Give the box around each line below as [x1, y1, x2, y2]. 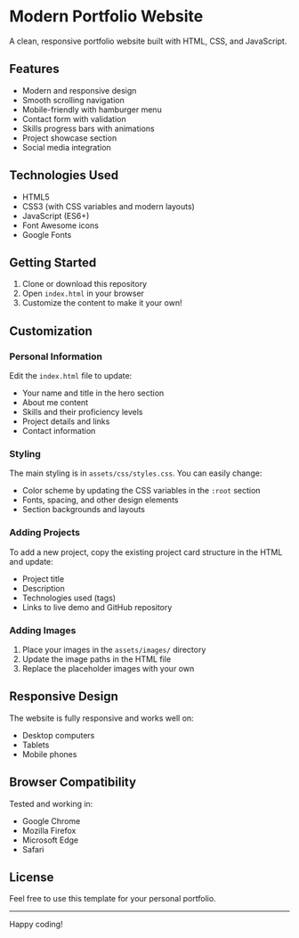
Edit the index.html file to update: [9, 371, 133, 381]
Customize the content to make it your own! [21, 298, 182, 308]
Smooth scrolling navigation [21, 94, 125, 105]
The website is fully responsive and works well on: [9, 713, 194, 723]
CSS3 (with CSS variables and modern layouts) [21, 200, 196, 211]
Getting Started [9, 255, 97, 270]
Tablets [21, 739, 50, 750]
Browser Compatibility [9, 775, 136, 790]
